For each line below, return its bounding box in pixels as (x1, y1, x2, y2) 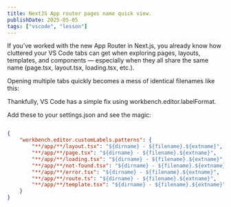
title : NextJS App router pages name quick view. (7, 10, 153, 17)
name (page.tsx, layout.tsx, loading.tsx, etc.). (7, 63, 135, 72)
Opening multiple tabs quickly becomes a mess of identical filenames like (7, 77, 215, 85)
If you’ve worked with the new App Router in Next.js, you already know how (7, 42, 221, 50)
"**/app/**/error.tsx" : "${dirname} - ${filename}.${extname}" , (32, 168, 220, 175)
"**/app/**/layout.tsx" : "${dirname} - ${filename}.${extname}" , (32, 143, 223, 150)
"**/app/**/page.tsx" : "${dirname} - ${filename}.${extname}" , (32, 149, 217, 156)
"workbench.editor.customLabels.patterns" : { (19, 137, 153, 144)
